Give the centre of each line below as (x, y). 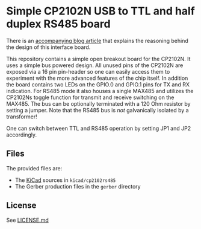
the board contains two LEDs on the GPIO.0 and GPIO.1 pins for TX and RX (98, 84)
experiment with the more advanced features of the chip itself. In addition (97, 78)
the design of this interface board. (48, 47)
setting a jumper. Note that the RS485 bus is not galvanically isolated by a (97, 110)
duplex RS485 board (58, 24)
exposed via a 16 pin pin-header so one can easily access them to (88, 71)
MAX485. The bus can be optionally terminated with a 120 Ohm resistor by (98, 103)
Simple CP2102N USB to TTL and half (101, 11)
